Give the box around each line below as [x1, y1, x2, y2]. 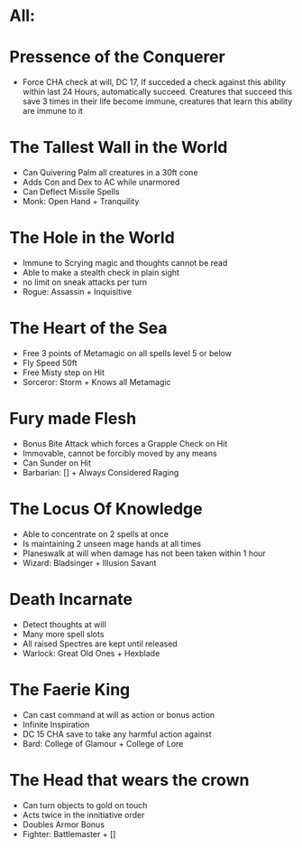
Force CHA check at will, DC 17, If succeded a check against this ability [22, 77, 286, 88]
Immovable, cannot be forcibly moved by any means [22, 448, 218, 458]
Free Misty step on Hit [22, 367, 105, 378]
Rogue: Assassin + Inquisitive [22, 287, 133, 297]
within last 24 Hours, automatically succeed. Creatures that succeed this [22, 87, 293, 98]
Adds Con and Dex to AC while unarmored [22, 177, 180, 188]
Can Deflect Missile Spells [22, 186, 120, 197]
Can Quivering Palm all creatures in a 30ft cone [22, 167, 198, 178]
